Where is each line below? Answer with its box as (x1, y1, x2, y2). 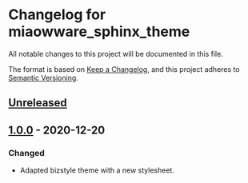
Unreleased (8, 96, 68, 109)
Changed (8, 147, 46, 158)
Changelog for (8, 6, 106, 24)
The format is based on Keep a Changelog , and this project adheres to (8, 64, 240, 74)
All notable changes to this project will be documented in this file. (8, 49, 224, 58)
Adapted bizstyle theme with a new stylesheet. (19, 165, 174, 175)
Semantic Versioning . (8, 73, 78, 82)
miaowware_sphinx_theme (8, 22, 190, 41)
